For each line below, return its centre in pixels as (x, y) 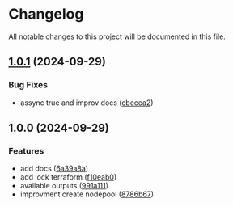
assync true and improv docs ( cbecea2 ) (87, 103)
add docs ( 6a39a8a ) (54, 169)
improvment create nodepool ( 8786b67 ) (87, 194)
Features (26, 150)
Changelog (46, 14)
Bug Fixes (28, 85)
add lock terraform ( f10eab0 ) (68, 177)
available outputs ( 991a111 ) (64, 186)
